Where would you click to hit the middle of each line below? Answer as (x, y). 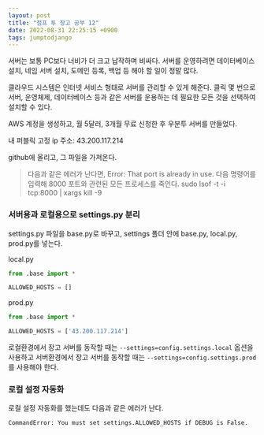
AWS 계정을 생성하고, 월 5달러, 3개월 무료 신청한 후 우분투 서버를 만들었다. (123, 124)
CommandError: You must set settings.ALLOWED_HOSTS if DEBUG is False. (128, 423)
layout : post (30, 15)
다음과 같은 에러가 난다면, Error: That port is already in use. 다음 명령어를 (141, 174)
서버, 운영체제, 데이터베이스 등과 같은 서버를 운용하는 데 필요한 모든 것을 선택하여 (132, 97)
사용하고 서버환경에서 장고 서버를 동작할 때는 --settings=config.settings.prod (132, 357)
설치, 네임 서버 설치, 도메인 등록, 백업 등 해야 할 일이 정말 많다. (103, 71)
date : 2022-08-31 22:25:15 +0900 (63, 30)
